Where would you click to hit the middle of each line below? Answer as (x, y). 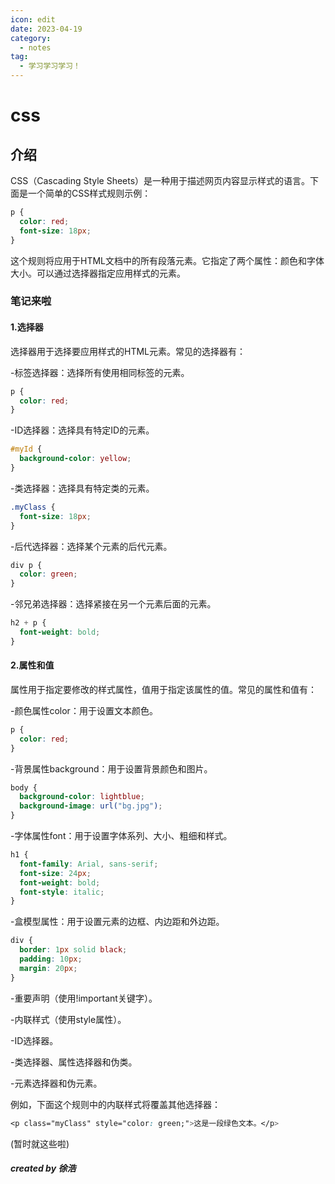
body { (24, 787)
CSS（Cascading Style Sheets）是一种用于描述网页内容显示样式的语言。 (160, 180)
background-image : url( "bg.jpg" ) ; (91, 806)
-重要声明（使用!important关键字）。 (84, 998)
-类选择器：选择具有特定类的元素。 (82, 488)
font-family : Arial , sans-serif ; (89, 864)
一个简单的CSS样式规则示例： (89, 193)
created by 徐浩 (43, 1168)
